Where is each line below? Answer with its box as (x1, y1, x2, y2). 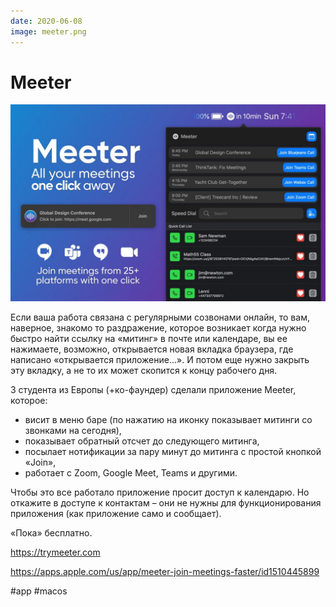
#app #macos (10, 585, 68, 597)
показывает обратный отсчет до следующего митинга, (24, 435, 260, 447)
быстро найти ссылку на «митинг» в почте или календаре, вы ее (10, 333, 288, 345)
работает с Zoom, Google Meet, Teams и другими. (24, 467, 238, 479)
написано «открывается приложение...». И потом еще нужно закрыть (10, 354, 310, 366)
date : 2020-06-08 (10, 16, 83, 26)
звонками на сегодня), (24, 425, 122, 437)
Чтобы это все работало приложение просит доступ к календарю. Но (10, 486, 310, 499)
